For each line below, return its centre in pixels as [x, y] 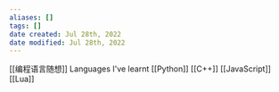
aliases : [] [31, 17]
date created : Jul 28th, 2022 [66, 34]
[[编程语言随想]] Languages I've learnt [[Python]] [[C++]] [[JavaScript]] [140, 69]
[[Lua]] [22, 79]
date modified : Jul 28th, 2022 [67, 42]
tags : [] [25, 26]
